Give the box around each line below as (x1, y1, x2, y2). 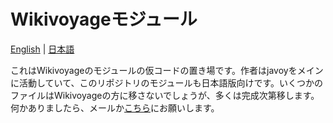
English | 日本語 (10, 43, 75, 55)
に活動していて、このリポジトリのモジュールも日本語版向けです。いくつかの (10, 76, 324, 89)
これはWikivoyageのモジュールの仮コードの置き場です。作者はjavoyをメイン (10, 64, 324, 76)
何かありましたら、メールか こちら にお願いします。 (10, 101, 220, 114)
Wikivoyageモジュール (10, 8, 198, 31)
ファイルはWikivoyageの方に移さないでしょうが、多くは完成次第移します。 (10, 89, 320, 101)
